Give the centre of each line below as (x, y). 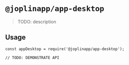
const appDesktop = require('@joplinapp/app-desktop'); (65, 49)
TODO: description (37, 21)
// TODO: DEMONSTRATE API (32, 57)
